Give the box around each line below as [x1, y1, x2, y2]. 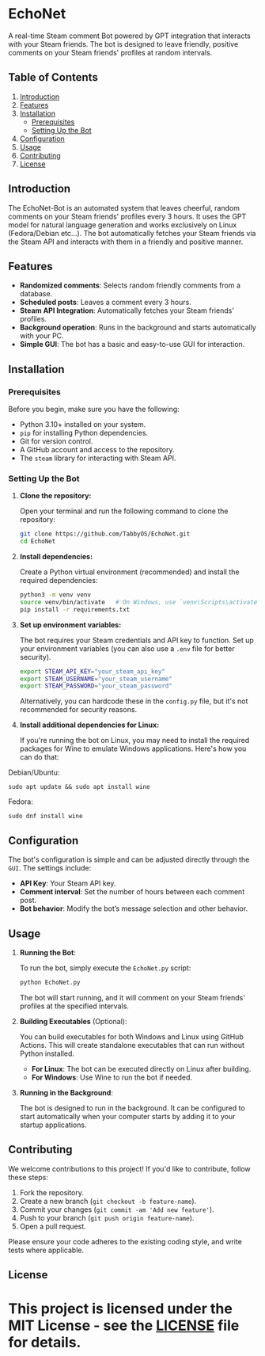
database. [19, 289, 53, 299]
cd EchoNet [19, 538, 56, 546]
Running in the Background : [19, 1087, 113, 1097]
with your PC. [19, 331, 65, 341]
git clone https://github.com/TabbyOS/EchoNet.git [19, 530, 191, 539]
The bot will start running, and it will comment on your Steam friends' [19, 992, 245, 1002]
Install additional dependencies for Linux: [19, 720, 160, 729]
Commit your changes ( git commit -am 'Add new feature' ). [19, 1205, 215, 1214]
